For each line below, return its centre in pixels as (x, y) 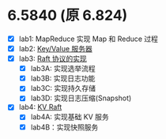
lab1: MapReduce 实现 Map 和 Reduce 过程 (89, 39)
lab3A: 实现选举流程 (63, 69)
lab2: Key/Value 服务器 (55, 49)
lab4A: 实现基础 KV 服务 (70, 117)
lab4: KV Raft (40, 107)
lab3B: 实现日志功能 (63, 78)
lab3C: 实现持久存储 (63, 88)
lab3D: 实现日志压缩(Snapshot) (81, 98)
